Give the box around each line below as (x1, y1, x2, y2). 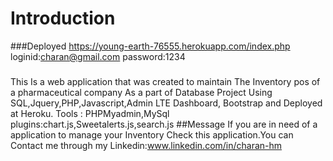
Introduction (10, 7, 116, 30)
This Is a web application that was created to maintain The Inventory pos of (10, 75, 321, 87)
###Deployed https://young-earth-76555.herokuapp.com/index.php (10, 40, 291, 52)
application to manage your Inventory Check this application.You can (10, 128, 294, 141)
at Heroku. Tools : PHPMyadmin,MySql (10, 107, 170, 119)
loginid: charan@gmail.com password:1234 (10, 50, 186, 62)
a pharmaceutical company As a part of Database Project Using (10, 86, 273, 98)
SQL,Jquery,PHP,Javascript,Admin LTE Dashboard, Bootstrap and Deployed (10, 97, 323, 109)
